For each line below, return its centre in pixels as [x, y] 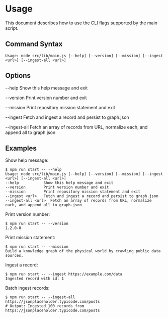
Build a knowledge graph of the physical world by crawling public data [83, 251]
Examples [21, 148]
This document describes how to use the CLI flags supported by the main [81, 23]
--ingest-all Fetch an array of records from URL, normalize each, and [76, 127]
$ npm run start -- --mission [37, 247]
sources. [14, 256]
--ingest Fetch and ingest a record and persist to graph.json [67, 117]
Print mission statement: [30, 238]
